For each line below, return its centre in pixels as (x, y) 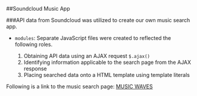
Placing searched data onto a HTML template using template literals (107, 75)
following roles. (33, 44)
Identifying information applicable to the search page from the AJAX (107, 62)
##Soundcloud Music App (38, 9)
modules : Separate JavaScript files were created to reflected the (93, 38)
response (35, 69)
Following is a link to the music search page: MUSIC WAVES (79, 86)
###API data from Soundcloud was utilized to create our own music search (98, 20)
